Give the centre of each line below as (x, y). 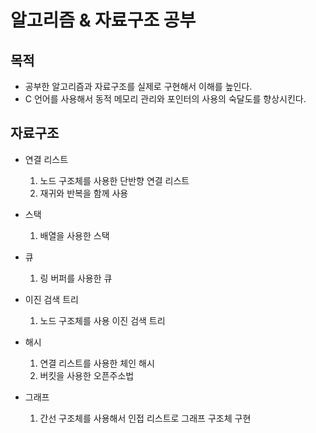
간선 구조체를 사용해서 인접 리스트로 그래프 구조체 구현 (145, 418)
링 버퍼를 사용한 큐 (76, 278)
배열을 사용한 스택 (74, 235)
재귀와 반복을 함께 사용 (84, 193)
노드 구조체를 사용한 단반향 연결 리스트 (114, 180)
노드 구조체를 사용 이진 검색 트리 (102, 320)
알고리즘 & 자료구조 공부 (103, 20)
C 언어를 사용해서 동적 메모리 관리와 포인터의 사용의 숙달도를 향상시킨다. (165, 99)
